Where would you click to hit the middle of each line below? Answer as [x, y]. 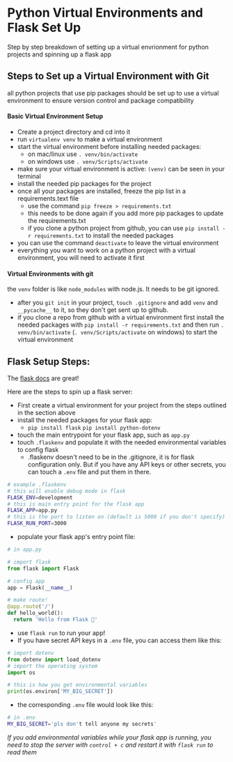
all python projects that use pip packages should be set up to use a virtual [113, 93]
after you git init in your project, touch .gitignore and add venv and [118, 303]
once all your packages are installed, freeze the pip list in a [102, 191]
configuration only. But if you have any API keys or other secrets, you [127, 464]
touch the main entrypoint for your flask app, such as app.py [103, 435]
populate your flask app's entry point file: [76, 537]
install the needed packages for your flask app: [85, 420]
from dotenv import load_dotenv [54, 660]
